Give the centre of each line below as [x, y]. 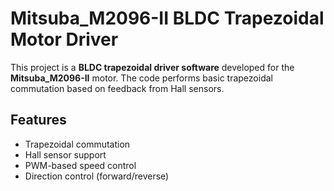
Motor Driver [64, 39]
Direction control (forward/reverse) [97, 176]
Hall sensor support [65, 154]
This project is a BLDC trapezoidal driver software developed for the [152, 67]
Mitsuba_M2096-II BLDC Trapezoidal [167, 18]
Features [38, 120]
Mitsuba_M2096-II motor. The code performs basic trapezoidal [141, 78]
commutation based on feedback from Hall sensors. [117, 88]
